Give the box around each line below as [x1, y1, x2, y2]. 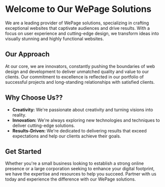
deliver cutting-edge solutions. [12, 123, 75, 128]
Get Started [5, 147, 41, 156]
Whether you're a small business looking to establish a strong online [5, 160, 144, 167]
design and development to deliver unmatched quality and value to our [5, 68, 149, 74]
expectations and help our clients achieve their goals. [12, 133, 121, 139]
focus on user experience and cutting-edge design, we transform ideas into [5, 30, 159, 36]
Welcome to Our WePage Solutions [5, 3, 152, 15]
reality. [12, 112, 26, 118]
